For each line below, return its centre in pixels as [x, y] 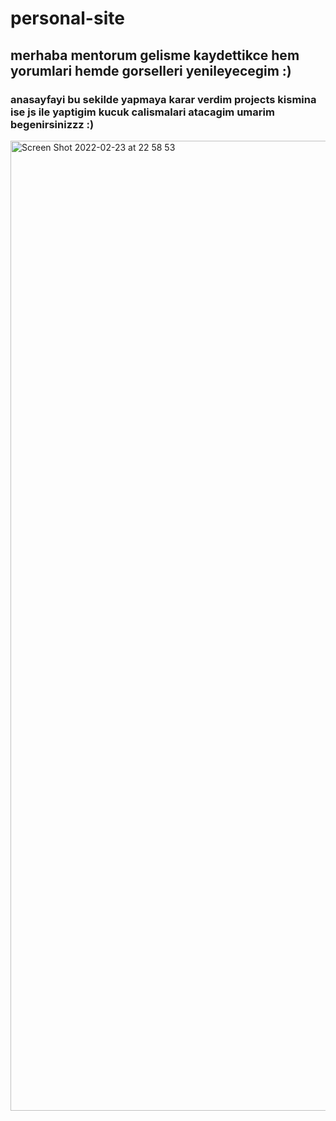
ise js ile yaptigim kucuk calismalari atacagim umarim [142, 112]
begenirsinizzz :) [52, 124]
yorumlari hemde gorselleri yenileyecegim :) [151, 70]
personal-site [67, 18]
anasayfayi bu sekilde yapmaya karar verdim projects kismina [163, 99]
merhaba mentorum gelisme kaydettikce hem [155, 55]
